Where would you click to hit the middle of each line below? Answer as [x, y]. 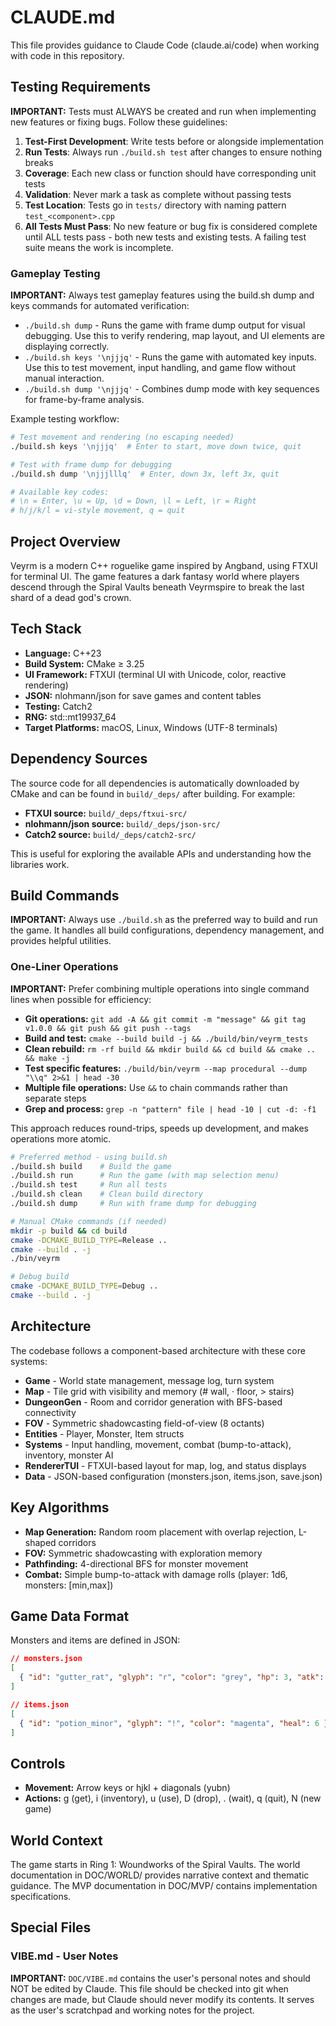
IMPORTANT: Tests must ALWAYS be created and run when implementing [163, 111]
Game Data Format [70, 1616]
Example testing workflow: [65, 419]
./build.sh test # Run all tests [89, 1185]
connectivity [50, 1412]
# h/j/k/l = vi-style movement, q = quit [98, 511]
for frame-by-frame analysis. [84, 400]
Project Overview [65, 541]
